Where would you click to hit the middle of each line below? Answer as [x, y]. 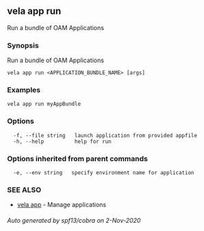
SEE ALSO [24, 189]
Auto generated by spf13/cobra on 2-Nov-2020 [74, 220]
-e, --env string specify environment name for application [104, 173]
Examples [24, 90]
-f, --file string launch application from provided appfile [105, 135]
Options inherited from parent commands [78, 159]
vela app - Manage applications [62, 205]
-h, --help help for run [62, 141]
